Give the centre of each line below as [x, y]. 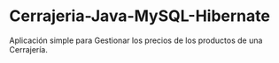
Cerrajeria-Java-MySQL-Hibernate [139, 16]
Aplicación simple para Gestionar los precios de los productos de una [136, 40]
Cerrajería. [29, 49]
